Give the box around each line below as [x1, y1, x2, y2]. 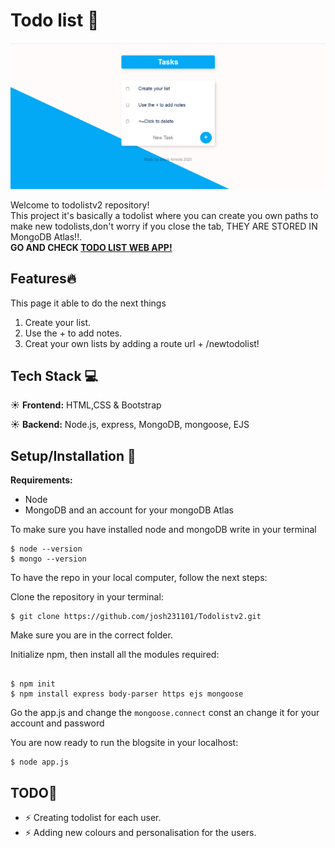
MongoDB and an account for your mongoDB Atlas [24, 504, 234, 516]
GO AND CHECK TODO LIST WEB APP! [10, 241, 173, 253]
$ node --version [10, 544, 83, 554]
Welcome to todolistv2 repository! [10, 199, 150, 211]
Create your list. [24, 316, 92, 328]
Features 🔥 [10, 270, 77, 288]
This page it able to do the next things [10, 297, 167, 309]
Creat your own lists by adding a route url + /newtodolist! [24, 337, 260, 349]
